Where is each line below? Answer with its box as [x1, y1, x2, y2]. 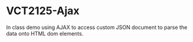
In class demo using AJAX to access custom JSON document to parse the [6, 24, 188, 31]
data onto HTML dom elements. [6, 30, 84, 37]
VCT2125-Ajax [6, 4, 80, 18]
